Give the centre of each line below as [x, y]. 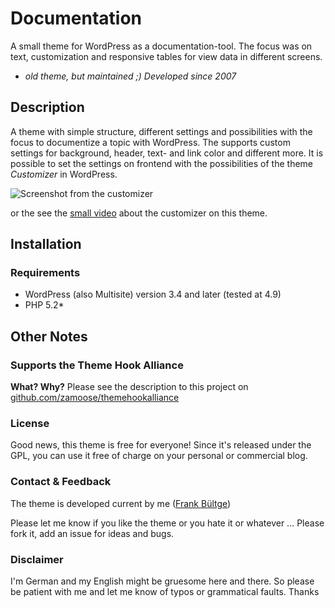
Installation [46, 244]
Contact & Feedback [61, 482]
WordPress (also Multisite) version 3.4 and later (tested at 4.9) [153, 294]
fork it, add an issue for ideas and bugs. [92, 533]
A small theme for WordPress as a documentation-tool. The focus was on [161, 46]
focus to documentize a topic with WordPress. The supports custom [150, 142]
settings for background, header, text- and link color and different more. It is [167, 153]
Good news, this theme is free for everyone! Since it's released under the [161, 445]
